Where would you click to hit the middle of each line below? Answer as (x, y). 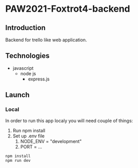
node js (28, 73)
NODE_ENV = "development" (51, 141)
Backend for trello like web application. (46, 40)
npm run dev (18, 160)
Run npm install (29, 130)
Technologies (28, 56)
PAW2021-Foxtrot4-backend (68, 9)
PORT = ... (31, 147)
